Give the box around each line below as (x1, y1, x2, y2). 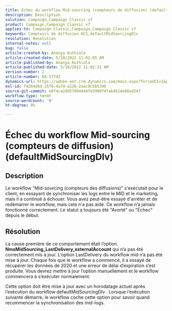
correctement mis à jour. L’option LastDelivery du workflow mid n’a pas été (5, 252, 163, 258)
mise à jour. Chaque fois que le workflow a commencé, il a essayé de (5, 257, 151, 263)
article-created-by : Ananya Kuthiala (5, 50, 86, 55)
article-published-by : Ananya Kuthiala (5, 60, 91, 65)
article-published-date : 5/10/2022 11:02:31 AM (5, 65, 109, 70)
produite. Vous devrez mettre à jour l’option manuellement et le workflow (5, 267, 159, 274)
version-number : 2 (5, 70, 45, 75)
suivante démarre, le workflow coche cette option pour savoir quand (5, 294, 150, 300)
